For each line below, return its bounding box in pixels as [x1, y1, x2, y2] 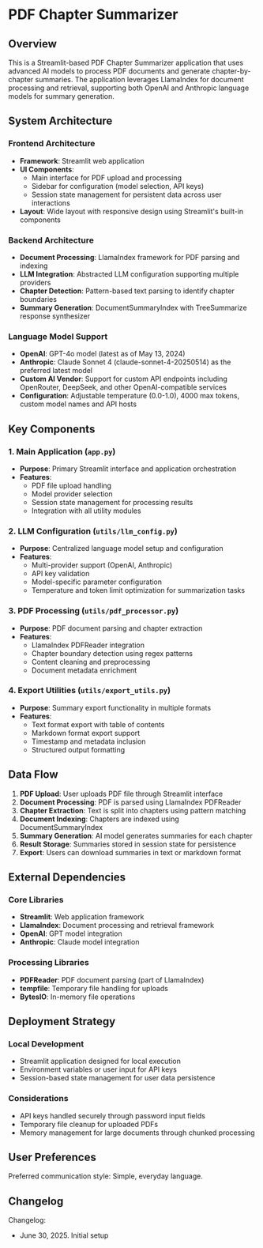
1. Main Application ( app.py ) [8, 446, 116, 457]
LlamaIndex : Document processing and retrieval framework [19, 921, 215, 930]
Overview [8, 37, 58, 51]
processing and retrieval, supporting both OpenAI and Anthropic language [8, 83, 250, 92]
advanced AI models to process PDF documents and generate [8, 66, 211, 76]
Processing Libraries [8, 957, 89, 968]
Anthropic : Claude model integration [19, 937, 140, 947]
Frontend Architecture [8, 138, 96, 149]
